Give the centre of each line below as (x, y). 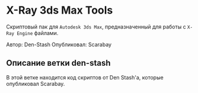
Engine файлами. (38, 33)
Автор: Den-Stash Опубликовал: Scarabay (59, 44)
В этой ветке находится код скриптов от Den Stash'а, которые (85, 77)
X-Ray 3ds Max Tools (60, 10)
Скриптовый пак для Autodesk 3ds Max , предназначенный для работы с (96, 27)
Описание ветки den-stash (58, 63)
